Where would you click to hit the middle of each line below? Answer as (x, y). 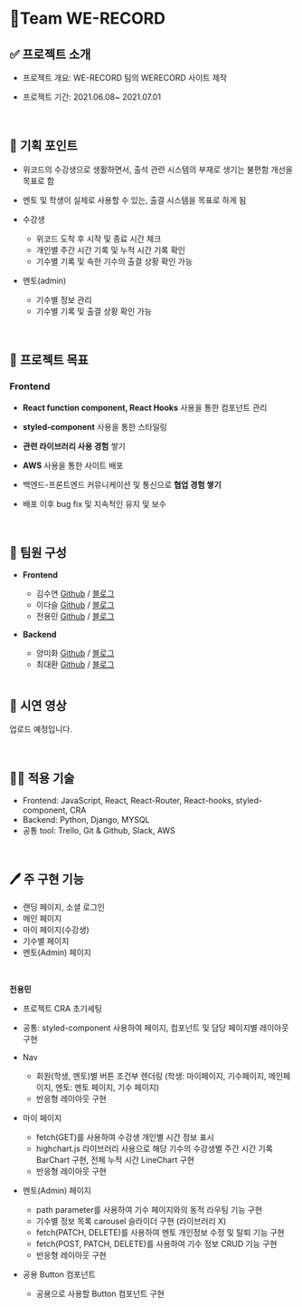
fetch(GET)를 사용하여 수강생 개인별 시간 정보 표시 (125, 1136)
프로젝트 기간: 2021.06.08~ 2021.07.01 (91, 97)
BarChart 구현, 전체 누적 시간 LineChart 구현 (115, 1159)
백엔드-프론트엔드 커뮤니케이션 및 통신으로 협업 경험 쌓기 (122, 484)
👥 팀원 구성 (38, 552)
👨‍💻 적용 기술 (42, 778)
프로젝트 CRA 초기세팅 (62, 1008)
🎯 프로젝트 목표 (49, 361)
